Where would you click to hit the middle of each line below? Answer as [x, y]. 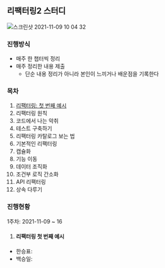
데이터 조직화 [31, 167]
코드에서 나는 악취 [37, 121]
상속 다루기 [29, 190]
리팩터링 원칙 [31, 113]
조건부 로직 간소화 [37, 174]
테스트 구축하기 [34, 129]
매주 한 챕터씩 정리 [38, 59]
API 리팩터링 [31, 182]
